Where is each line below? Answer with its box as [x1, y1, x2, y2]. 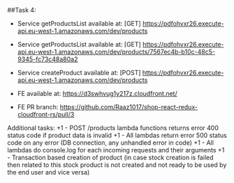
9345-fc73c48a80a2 [17, 55, 78, 63]
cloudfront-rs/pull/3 [17, 111, 75, 118]
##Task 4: [7, 6, 36, 14]
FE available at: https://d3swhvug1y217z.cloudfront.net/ [17, 90, 177, 97]
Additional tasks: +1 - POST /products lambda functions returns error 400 [7, 124, 219, 132]
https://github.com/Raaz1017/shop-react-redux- [59, 103, 198, 111]
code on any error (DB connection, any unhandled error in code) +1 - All [7, 138, 214, 147]
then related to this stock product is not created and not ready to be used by [7, 161, 227, 169]
